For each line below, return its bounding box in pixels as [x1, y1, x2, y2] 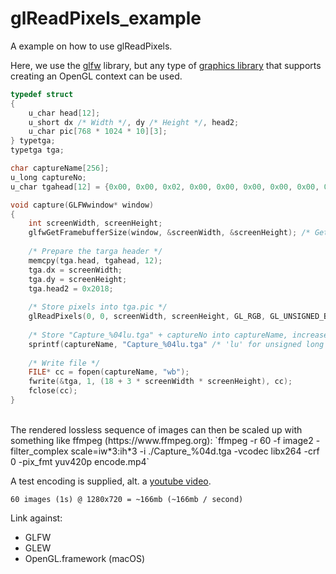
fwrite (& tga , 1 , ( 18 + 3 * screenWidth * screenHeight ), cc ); [28, 377, 293, 387]
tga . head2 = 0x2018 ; [28, 283, 114, 294]
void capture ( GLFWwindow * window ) [10, 200, 155, 210]
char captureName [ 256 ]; [10, 163, 110, 174]
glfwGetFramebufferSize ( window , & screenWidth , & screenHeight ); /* [28, 228, 311, 238]
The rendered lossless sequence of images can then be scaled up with [10, 423, 303, 436]
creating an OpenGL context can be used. [10, 70, 183, 82]
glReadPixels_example [10, 7, 202, 30]
